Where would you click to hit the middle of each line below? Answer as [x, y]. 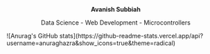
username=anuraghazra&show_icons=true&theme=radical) [91, 43]
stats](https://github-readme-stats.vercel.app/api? [131, 36]
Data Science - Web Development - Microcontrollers [116, 23]
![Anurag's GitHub [32, 36]
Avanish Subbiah [116, 9]
